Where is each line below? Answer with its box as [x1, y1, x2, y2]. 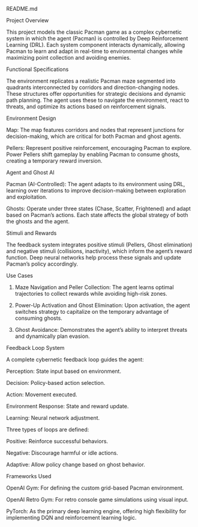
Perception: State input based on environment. [6, 367, 122, 375]
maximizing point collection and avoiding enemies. [6, 54, 131, 61]
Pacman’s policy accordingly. [6, 260, 78, 267]
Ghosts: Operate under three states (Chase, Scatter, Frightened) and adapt [6, 205, 191, 212]
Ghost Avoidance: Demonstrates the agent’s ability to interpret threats [14, 326, 188, 333]
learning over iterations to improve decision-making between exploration [6, 187, 186, 194]
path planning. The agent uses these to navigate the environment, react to [6, 96, 190, 104]
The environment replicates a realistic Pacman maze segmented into [6, 78, 176, 84]
